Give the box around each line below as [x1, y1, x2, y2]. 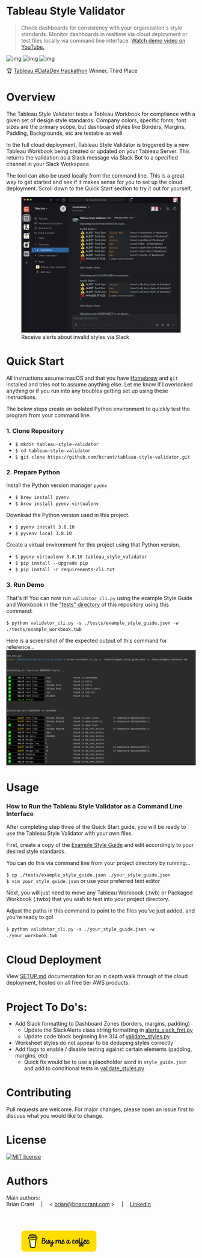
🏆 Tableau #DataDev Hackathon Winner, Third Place [6, 67, 138, 74]
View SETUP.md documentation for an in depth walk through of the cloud [6, 973, 188, 980]
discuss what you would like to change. [6, 1112, 104, 1120]
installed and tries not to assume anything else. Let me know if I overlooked [6, 380, 194, 388]
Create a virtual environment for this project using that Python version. [6, 541, 181, 548]
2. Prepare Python [6, 468, 60, 477]
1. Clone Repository [6, 426, 64, 435]
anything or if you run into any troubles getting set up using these [6, 387, 168, 394]
